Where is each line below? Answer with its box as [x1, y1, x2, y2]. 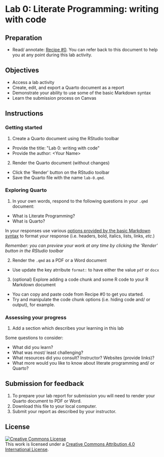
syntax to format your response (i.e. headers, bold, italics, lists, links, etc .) [5, 233, 155, 239]
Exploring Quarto [5, 187, 47, 193]
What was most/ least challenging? [12, 349, 84, 356]
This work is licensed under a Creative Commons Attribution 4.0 [5, 441, 135, 447]
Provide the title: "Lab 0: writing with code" [12, 145, 100, 151]
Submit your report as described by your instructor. [12, 408, 117, 414]
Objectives [5, 66, 39, 75]
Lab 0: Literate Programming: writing [5, 3, 159, 15]
